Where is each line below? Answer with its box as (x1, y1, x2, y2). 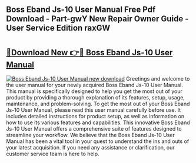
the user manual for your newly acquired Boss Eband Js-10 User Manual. (6, 82, 184, 88)
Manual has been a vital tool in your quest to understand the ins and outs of (6, 138, 190, 145)
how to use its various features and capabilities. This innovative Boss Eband (6, 119, 190, 126)
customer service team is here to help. (6, 150, 99, 157)
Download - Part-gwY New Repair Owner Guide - (6, 14, 189, 24)
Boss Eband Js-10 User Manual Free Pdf (6, 5, 156, 15)
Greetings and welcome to (126, 75, 190, 82)
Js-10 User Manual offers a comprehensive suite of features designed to (6, 125, 182, 132)
